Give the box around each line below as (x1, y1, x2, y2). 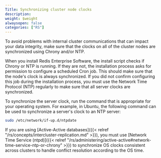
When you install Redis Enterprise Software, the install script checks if (5, 58, 145, 64)
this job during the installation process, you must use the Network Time (5, 79, 147, 85)
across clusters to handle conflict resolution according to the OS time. (5, 147, 144, 153)
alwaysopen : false (5, 20, 42, 26)
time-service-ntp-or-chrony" (5, 142, 63, 148)
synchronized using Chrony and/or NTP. (5, 49, 86, 55)
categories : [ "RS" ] (5, 25, 44, 30)
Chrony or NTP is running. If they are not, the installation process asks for (5, 63, 151, 69)
